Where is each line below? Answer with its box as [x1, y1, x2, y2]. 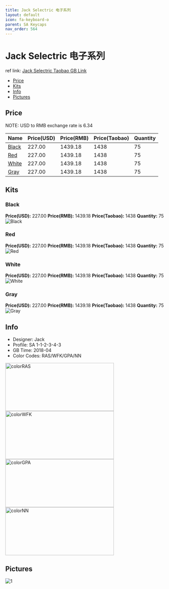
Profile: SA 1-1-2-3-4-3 [12, 342, 61, 348]
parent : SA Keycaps [5, 22, 47, 27]
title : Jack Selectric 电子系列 [5, 7, 71, 13]
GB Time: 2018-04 [12, 347, 52, 354]
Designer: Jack [12, 337, 45, 343]
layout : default [5, 12, 40, 17]
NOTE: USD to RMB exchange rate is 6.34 [5, 122, 93, 128]
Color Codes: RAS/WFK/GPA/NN [12, 352, 82, 359]
